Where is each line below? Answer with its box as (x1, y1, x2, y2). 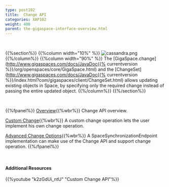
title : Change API (5, 12, 47, 17)
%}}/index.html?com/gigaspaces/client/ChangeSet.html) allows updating (5, 77, 158, 83)
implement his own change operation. (5, 123, 84, 129)
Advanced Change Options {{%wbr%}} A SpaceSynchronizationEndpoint (5, 133, 157, 139)
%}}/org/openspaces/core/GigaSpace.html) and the (5, 67, 114, 73)
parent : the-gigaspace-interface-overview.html (5, 26, 108, 32)
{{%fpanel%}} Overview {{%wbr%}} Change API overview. (5, 108, 128, 114)
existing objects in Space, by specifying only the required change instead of (5, 82, 164, 89)
